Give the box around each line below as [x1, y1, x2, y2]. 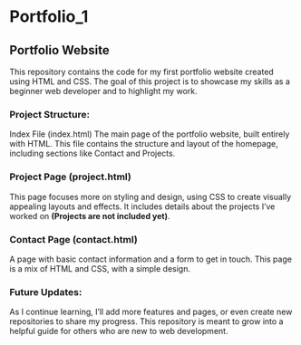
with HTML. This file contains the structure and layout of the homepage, [9, 139, 278, 149]
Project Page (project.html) [9, 170, 131, 183]
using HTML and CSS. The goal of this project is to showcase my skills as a [9, 76, 290, 87]
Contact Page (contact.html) [9, 233, 138, 245]
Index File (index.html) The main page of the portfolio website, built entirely [9, 129, 290, 139]
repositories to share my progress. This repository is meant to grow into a [9, 316, 284, 327]
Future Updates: [9, 285, 83, 298]
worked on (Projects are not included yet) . [9, 210, 170, 221]
